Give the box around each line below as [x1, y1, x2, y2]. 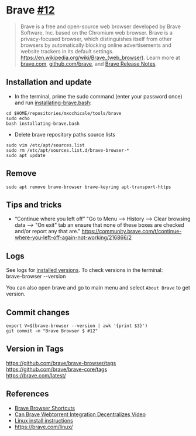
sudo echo [6, 115, 30, 121]
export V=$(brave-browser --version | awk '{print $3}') [6, 323, 148, 329]
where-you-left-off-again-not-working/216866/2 [14, 234, 132, 241]
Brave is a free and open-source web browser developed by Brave [20, 23, 181, 30]
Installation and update [6, 77, 92, 87]
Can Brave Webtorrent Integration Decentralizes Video [14, 411, 146, 418]
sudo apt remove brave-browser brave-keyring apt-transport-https [6, 184, 171, 190]
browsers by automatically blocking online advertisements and [20, 42, 171, 49]
